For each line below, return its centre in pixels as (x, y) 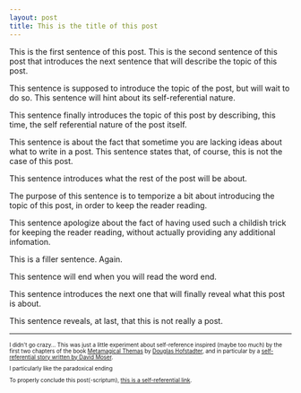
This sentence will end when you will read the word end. (113, 276)
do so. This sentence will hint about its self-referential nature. (122, 97)
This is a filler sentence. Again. (66, 259)
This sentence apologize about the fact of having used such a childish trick (148, 223)
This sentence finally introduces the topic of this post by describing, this (142, 115)
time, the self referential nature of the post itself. (98, 124)
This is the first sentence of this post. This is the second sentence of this (143, 51)
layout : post (34, 17)
